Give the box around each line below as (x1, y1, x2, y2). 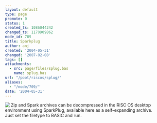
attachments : (5, 61, 32, 66)
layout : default (5, 7, 38, 12)
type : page (5, 12, 27, 17)
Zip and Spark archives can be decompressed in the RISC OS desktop (11, 102, 151, 108)
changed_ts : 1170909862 (5, 30, 53, 35)
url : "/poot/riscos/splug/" (5, 75, 62, 80)
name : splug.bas (14, 71, 47, 76)
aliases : (5, 80, 23, 84)
